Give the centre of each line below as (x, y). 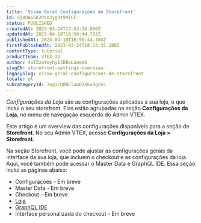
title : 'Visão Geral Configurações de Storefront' (71, 12)
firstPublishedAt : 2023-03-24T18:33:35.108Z (63, 46)
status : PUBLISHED (29, 23)
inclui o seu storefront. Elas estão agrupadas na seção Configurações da (97, 108)
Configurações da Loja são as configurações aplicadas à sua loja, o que (96, 102)
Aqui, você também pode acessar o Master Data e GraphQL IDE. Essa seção (101, 164)
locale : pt (20, 79)
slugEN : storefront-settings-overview (55, 68)
